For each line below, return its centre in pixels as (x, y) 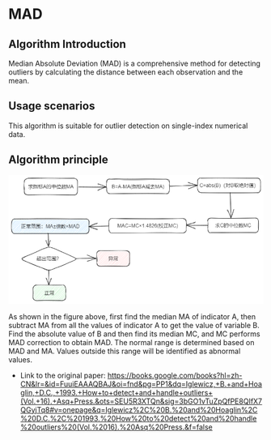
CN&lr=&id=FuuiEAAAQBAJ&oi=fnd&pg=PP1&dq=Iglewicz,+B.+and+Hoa (141, 384)
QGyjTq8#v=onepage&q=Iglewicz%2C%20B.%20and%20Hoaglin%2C (139, 409)
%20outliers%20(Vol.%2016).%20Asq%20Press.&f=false (116, 427)
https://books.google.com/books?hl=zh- (175, 375)
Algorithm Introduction (68, 44)
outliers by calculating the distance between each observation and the (126, 72)
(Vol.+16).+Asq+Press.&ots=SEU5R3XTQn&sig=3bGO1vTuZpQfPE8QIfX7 (141, 401)
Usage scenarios (52, 106)
